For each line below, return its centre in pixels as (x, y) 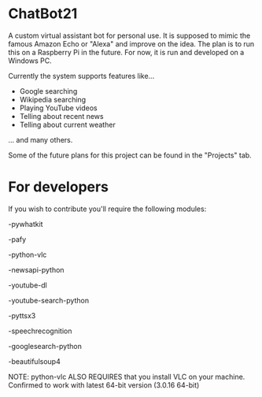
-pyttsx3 (22, 315)
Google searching (48, 91)
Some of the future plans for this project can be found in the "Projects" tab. (130, 155)
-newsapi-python (36, 269)
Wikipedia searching (53, 99)
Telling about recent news (61, 116)
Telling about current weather (67, 124)
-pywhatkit (26, 224)
